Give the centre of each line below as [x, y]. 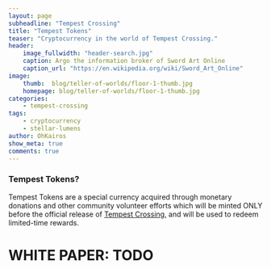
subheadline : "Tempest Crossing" [65, 23]
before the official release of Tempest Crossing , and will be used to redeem [133, 214]
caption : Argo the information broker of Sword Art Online [124, 61]
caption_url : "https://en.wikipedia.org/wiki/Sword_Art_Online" [133, 69]
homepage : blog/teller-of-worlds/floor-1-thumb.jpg [111, 91]
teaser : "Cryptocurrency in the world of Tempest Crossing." [113, 38]
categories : [28, 99]
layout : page [30, 16]
